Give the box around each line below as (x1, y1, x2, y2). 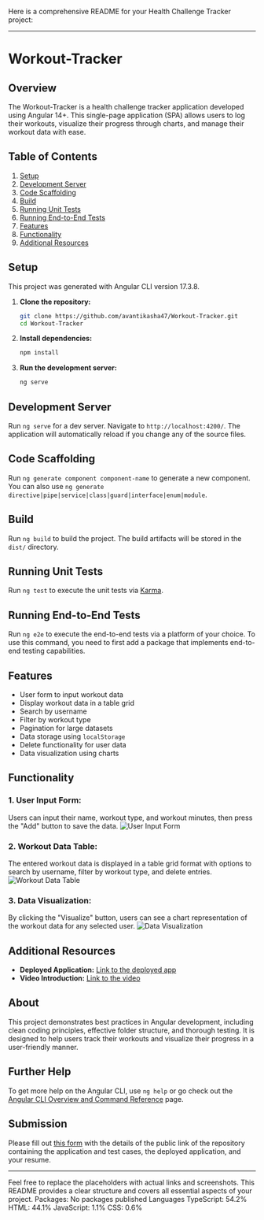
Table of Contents (8, 150, 98, 164)
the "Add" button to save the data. (8, 821, 119, 830)
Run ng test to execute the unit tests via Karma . (8, 586, 163, 595)
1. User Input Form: (8, 795, 82, 806)
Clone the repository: (19, 297, 91, 306)
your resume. (8, 1155, 51, 1164)
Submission (8, 1118, 68, 1131)
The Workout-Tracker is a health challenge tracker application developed (8, 102, 244, 111)
